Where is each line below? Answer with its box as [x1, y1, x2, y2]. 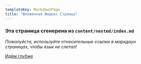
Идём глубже [5, 53, 33, 59]
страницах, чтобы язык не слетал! [5, 44, 77, 49]
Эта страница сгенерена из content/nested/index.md [5, 28, 135, 34]
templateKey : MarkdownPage [5, 7, 60, 12]
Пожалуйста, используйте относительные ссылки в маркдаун [5, 38, 136, 44]
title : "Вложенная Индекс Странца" [5, 12, 78, 16]
